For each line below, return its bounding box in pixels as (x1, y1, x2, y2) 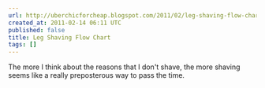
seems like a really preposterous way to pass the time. (8, 71, 185, 80)
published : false (8, 26, 65, 34)
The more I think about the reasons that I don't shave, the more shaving (8, 62, 241, 71)
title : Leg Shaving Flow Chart (8, 33, 111, 42)
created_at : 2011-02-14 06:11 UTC (8, 19, 122, 27)
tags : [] (8, 41, 37, 49)
